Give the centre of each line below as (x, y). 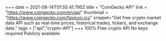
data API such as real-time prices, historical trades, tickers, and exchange (82, 23)
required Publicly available (33, 33)
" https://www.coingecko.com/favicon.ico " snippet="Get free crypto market (83, 18)
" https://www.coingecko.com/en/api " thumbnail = (57, 12)
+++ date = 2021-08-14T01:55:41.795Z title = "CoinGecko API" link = (76, 7)
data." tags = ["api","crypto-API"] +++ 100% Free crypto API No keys (76, 28)
